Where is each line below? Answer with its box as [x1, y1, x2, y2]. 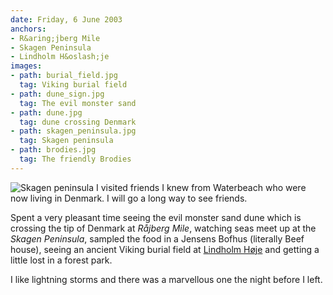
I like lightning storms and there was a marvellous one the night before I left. [10, 273, 323, 285]
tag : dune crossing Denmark [19, 117, 137, 127]
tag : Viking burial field [19, 80, 128, 90]
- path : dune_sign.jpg [10, 89, 105, 99]
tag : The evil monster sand [19, 98, 137, 108]
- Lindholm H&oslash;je [10, 52, 110, 62]
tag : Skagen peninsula [19, 136, 114, 146]
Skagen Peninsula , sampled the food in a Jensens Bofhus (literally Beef [10, 232, 305, 245]
